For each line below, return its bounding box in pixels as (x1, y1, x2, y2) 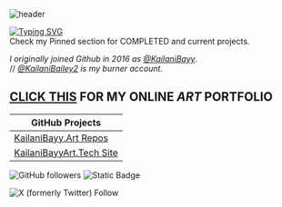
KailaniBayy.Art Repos (14, 132, 109, 144)
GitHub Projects (30, 116, 102, 129)
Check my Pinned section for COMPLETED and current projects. (9, 36, 250, 46)
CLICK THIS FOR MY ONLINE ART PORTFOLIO (9, 89, 273, 104)
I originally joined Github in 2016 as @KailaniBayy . (9, 54, 198, 64)
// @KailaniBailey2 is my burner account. (9, 64, 164, 74)
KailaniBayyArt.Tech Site (14, 146, 118, 159)
